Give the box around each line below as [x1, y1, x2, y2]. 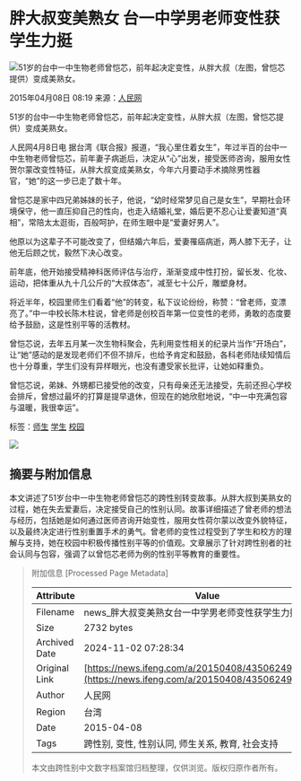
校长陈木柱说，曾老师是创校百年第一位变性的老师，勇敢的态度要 [56, 307, 292, 319]
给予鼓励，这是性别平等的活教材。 [9, 319, 135, 329]
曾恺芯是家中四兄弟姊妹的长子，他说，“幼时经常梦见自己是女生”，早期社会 [9, 194, 284, 205]
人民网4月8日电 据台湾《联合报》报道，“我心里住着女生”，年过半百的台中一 [9, 141, 288, 153]
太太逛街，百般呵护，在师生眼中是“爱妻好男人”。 [44, 216, 224, 227]
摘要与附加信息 [9, 467, 92, 482]
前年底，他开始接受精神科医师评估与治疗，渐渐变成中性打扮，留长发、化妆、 [9, 266, 292, 276]
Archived [35, 636, 74, 648]
